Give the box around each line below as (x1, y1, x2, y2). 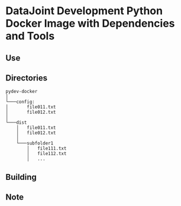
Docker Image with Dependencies (5, 17, 175, 30)
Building (5, 172, 37, 182)
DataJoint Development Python (5, 4, 163, 18)
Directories (5, 73, 48, 83)
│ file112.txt (27, 151, 67, 157)
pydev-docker (5, 89, 38, 95)
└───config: (5, 99, 35, 105)
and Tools (5, 30, 55, 43)
